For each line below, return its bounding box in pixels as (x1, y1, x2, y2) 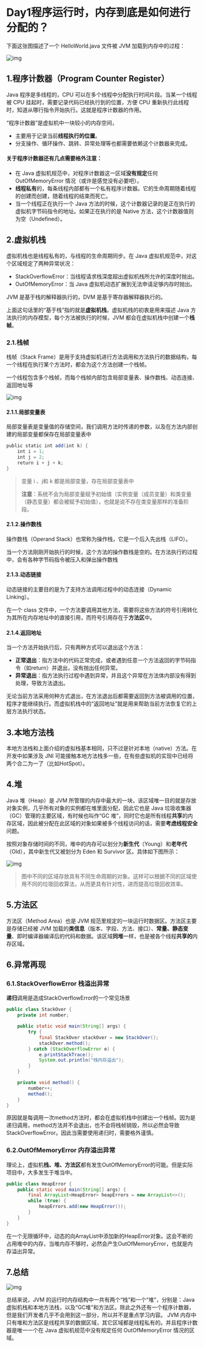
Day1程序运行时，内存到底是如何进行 (6, 5, 191, 20)
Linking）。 (6, 593, 33, 601)
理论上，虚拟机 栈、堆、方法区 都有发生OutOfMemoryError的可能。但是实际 (6, 1161, 193, 1168)
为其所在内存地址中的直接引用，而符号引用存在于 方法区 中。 (6, 614, 155, 621)
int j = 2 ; (17, 454, 45, 460)
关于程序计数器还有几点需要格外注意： (6, 155, 102, 162)
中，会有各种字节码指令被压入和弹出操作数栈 (6, 556, 118, 563)
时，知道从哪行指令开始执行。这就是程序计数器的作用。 (6, 106, 144, 113)
